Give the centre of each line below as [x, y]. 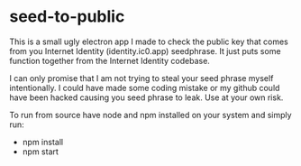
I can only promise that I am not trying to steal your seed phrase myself [141, 78]
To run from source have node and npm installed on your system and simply [150, 115]
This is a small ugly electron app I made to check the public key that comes [149, 41]
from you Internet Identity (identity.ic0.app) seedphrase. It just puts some [145, 51]
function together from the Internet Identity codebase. [109, 60]
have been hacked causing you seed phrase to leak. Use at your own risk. [146, 97]
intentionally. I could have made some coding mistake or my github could [145, 88]
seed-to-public [67, 17]
